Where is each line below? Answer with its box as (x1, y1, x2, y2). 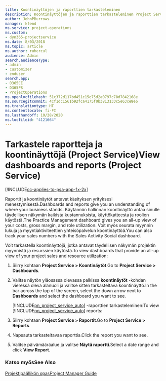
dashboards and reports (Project (5, 159, 142, 171)
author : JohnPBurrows (5, 16, 50, 21)
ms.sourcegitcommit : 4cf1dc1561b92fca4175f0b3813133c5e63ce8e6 (5, 99, 138, 104)
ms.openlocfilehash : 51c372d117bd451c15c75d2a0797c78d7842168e (5, 94, 138, 99)
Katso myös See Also (5, 359, 56, 366)
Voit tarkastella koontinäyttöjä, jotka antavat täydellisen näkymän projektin (5, 242, 156, 248)
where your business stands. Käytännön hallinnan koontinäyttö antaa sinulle (5, 206, 160, 212)
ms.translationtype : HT (5, 104, 54, 109)
